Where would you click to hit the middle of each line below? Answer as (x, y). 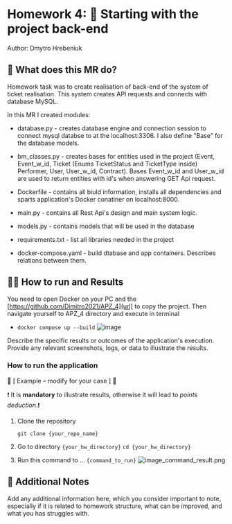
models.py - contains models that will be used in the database (106, 226)
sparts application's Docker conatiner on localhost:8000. (98, 199)
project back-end (58, 29)
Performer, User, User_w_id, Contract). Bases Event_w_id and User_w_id (121, 171)
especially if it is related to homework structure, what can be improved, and (115, 506)
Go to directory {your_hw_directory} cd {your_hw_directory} (104, 446)
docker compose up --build (56, 327)
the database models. (48, 143)
